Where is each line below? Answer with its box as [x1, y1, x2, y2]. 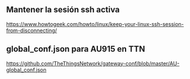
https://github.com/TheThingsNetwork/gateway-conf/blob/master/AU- [6, 59, 180, 67]
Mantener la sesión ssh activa [6, 5, 120, 15]
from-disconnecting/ [6, 27, 57, 34]
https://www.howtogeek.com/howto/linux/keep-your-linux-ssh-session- [6, 20, 184, 27]
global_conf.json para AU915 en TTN [6, 44, 145, 54]
